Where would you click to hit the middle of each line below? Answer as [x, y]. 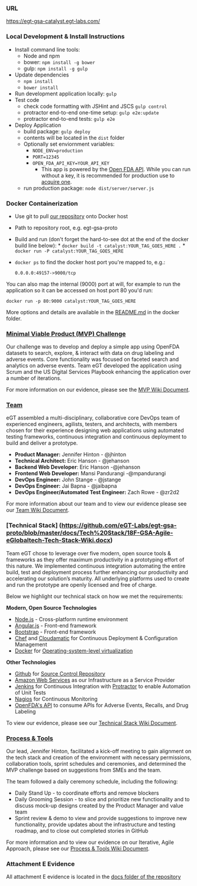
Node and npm [42, 56]
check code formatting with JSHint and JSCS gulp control [95, 106]
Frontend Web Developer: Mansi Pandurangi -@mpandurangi [90, 474]
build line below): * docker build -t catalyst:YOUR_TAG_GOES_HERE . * [100, 245]
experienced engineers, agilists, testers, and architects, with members [92, 424]
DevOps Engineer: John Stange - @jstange [68, 480]
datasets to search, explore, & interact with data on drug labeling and [90, 353]
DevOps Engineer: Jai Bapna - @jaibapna [66, 486]
